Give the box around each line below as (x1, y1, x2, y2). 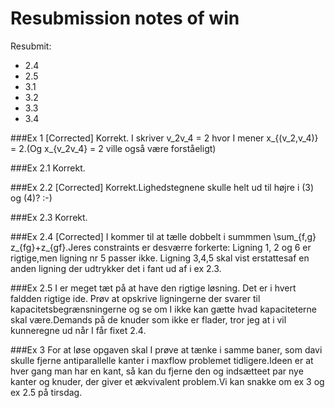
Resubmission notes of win (10, 7, 240, 30)
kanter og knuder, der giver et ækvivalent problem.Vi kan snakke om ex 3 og (10, 375, 325, 387)
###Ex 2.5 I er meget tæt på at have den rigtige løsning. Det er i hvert (10, 282, 297, 294)
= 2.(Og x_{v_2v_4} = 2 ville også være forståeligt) (10, 142, 217, 154)
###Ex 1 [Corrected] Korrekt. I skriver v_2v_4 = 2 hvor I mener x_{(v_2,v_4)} (10, 132, 319, 144)
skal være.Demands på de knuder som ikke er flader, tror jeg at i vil (10, 313, 287, 326)
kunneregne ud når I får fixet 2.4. (10, 324, 147, 336)
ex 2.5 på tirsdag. (10, 386, 83, 398)
